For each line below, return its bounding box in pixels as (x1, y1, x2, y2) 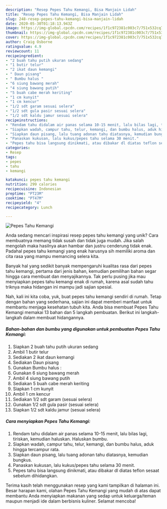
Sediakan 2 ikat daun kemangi (12, 355, 75, 360)
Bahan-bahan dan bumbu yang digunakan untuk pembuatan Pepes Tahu (5, 326, 161, 332)
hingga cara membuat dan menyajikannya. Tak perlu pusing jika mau (5, 273, 146, 280)
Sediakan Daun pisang (12, 359, 59, 365)
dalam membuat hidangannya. (22, 315, 85, 321)
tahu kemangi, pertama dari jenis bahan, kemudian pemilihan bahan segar (5, 268, 157, 274)
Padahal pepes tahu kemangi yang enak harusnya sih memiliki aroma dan (5, 248, 156, 254)
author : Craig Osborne (5, 40, 53, 45)
